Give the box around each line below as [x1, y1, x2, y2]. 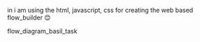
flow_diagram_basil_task [7, 27, 78, 35]
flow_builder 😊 [7, 13, 51, 22]
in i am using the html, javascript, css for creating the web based [7, 6, 194, 14]
